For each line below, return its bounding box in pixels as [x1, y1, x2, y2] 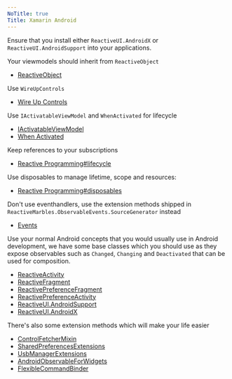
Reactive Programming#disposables [17, 186, 123, 194]
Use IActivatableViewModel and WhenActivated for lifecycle [7, 111, 177, 120]
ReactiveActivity [17, 270, 64, 278]
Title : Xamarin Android [7, 17, 77, 24]
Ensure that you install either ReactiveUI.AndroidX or [7, 36, 159, 44]
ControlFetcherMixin [17, 334, 77, 343]
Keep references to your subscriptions [7, 145, 118, 154]
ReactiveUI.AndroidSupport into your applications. [7, 43, 152, 52]
